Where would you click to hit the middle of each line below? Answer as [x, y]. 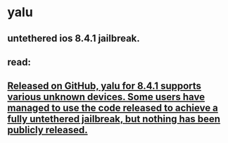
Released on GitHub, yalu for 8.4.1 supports [104, 86]
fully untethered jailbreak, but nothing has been [114, 119]
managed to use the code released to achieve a [113, 108]
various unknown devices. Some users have [106, 97]
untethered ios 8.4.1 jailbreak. [74, 38]
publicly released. [47, 130]
